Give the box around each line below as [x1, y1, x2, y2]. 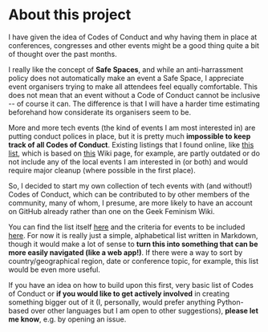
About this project [8, 6, 132, 24]
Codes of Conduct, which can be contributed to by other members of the [8, 189, 250, 199]
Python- [216, 297, 244, 306]
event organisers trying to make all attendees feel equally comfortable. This [8, 82, 258, 91]
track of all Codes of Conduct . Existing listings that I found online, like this [8, 140, 254, 149]
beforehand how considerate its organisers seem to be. [8, 107, 191, 117]
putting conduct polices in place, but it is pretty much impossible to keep [8, 131, 251, 141]
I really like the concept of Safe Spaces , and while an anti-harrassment [8, 64, 243, 74]
